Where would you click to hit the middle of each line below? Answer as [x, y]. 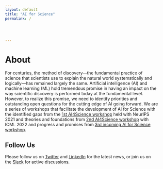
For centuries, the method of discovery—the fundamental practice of [74, 73]
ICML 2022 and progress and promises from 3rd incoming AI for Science [78, 125]
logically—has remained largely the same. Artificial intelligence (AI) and [76, 84]
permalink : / [18, 18]
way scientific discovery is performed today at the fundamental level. [74, 94]
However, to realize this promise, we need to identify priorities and [71, 99]
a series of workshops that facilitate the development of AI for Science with [80, 109]
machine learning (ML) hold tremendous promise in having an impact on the [81, 88]
